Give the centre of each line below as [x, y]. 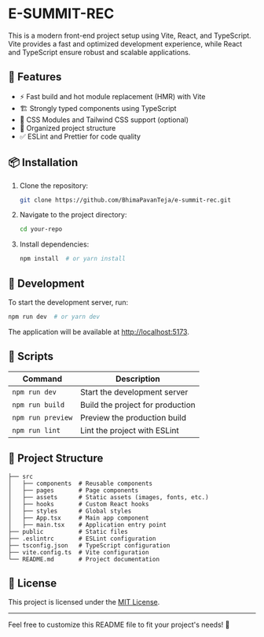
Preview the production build [133, 417]
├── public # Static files [68, 531]
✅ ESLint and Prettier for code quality [80, 136]
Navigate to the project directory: [73, 215]
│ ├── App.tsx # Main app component [79, 518]
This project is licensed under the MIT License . [84, 602]
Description [138, 379]
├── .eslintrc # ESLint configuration [82, 539]
